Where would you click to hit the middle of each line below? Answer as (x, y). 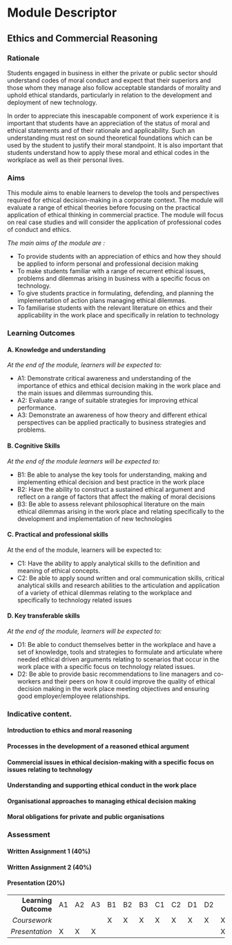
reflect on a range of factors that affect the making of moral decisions (116, 497)
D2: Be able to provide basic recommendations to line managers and (115, 674)
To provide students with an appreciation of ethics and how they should (119, 257)
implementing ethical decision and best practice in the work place (111, 481)
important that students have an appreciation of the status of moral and (109, 123)
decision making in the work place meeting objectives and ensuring (113, 688)
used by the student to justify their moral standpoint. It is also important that (115, 145)
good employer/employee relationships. (74, 696)
